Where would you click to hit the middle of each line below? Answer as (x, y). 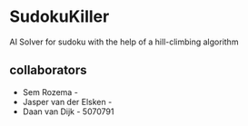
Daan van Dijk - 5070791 (68, 111)
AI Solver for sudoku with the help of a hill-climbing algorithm (124, 42)
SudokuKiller (60, 17)
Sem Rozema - (50, 92)
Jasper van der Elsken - (67, 102)
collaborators (49, 70)
